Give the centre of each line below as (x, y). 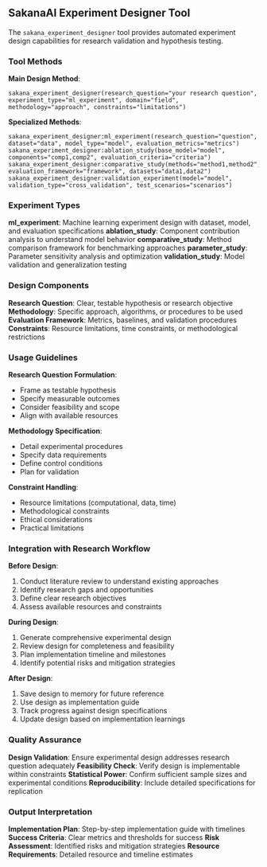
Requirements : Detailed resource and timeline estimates (101, 854)
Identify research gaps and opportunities (86, 590)
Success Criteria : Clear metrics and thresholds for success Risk (114, 837)
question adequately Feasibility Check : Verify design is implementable (124, 765)
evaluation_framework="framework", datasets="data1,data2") (110, 172)
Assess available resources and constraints (91, 607)
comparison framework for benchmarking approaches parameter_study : (128, 248)
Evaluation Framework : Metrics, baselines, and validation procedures (122, 320)
